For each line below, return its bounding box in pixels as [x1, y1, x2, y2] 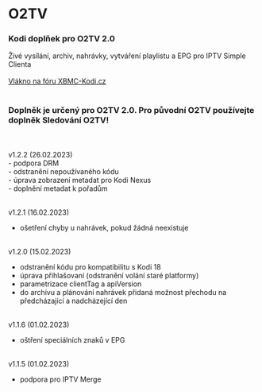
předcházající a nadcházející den [19, 296, 128, 305]
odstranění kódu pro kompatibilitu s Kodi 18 [19, 262, 161, 271]
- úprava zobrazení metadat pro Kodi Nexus [8, 175, 152, 184]
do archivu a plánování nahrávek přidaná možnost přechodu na [19, 287, 227, 297]
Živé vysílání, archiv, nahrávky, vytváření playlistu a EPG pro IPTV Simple [8, 51, 246, 60]
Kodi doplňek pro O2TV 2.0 [8, 33, 115, 45]
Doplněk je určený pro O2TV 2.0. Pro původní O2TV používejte [8, 105, 255, 116]
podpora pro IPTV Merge [19, 375, 102, 384]
